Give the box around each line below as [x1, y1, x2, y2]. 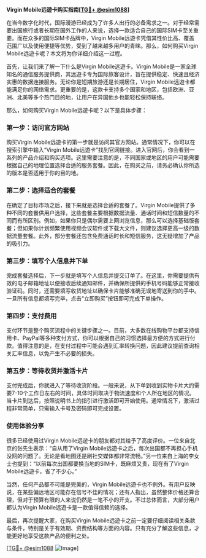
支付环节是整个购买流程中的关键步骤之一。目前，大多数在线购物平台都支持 [6, 327, 194, 334]
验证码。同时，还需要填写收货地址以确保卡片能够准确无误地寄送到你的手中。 [6, 287, 200, 294]
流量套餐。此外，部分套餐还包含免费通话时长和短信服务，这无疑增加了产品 [11, 232, 200, 239]
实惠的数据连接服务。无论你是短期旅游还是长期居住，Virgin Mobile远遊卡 [6, 78, 190, 85]
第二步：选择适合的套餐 [6, 186, 75, 195]
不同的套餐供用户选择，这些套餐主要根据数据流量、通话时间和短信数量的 [11, 209, 194, 216]
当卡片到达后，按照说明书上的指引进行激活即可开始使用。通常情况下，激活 [6, 397, 194, 404]
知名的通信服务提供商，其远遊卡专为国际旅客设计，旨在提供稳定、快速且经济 [6, 71, 200, 77]
